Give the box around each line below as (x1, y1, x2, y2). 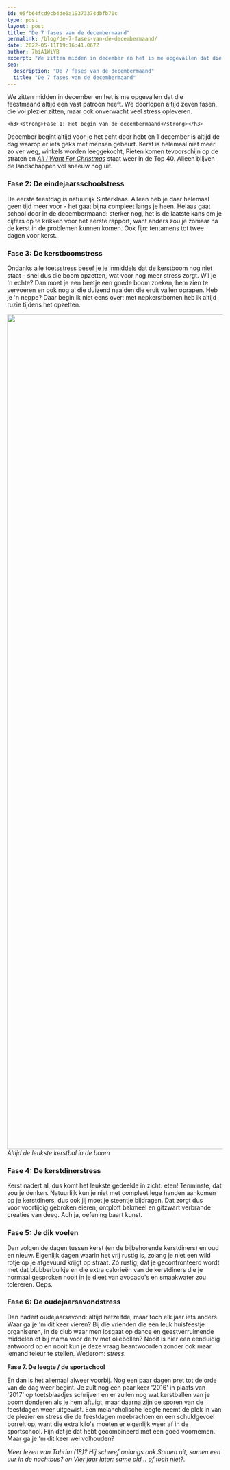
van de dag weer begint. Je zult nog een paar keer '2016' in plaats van (7, 1383, 206, 1392)
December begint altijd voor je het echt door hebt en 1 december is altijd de (7, 133, 220, 141)
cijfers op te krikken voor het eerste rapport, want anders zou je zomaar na (7, 216, 218, 225)
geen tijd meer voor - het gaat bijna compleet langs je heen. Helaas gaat (7, 202, 211, 210)
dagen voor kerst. (7, 231, 57, 239)
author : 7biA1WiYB (7, 49, 60, 56)
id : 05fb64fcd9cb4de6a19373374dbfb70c (7, 10, 118, 17)
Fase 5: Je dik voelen (7, 1228, 79, 1238)
